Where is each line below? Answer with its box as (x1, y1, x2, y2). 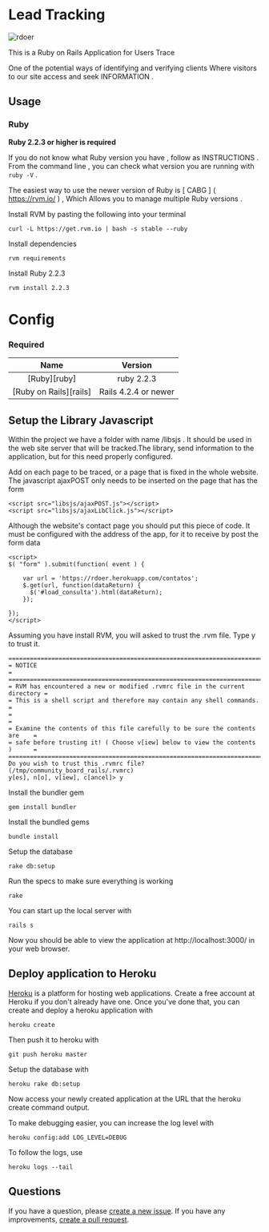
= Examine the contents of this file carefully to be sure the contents (8, 724, 256, 732)
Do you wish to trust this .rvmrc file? (8, 759, 146, 767)
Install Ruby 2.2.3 (8, 268, 66, 278)
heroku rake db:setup (8, 1080, 81, 1088)
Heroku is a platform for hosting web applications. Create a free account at (8, 988, 255, 998)
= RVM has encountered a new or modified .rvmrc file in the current (8, 682, 246, 690)
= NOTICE (8, 661, 38, 670)
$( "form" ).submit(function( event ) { (8, 560, 146, 568)
